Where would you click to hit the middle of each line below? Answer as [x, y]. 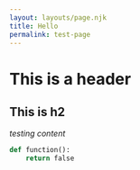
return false [50, 158]
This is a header [70, 79]
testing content [37, 134]
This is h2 [37, 112]
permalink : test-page [50, 34]
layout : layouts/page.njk [58, 18]
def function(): [40, 150]
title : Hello [34, 26]
